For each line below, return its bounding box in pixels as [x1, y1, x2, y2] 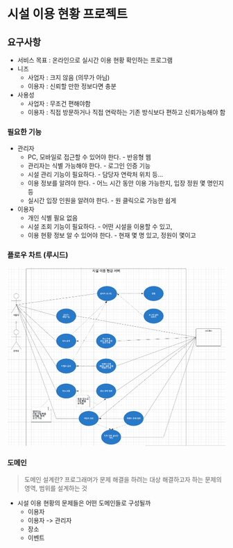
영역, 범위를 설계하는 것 [24, 484, 88, 492]
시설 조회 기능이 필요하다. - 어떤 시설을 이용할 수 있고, [27, 223, 173, 231]
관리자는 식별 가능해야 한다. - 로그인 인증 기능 [27, 161, 151, 170]
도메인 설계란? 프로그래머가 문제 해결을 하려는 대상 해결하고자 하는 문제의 [24, 475, 222, 483]
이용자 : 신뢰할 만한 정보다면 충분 [27, 82, 116, 90]
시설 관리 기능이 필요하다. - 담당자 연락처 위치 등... [27, 170, 164, 179]
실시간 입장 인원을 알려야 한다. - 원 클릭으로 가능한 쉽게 [27, 196, 177, 205]
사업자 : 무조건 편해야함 [27, 99, 92, 108]
